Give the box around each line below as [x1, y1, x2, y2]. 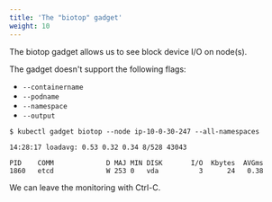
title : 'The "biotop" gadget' [9, 13, 123, 22]
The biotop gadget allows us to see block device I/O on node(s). [9, 46, 248, 57]
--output [22, 111, 56, 120]
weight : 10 [9, 22, 50, 31]
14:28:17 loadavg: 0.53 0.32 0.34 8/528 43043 [9, 143, 187, 152]
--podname [22, 92, 60, 101]
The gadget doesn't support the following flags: [9, 64, 186, 75]
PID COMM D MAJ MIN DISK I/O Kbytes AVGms [9, 158, 264, 167]
